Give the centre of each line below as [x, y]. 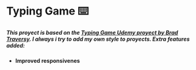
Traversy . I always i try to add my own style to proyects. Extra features [98, 39]
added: [16, 45]
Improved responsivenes [48, 61]
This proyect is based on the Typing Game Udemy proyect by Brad [92, 32]
